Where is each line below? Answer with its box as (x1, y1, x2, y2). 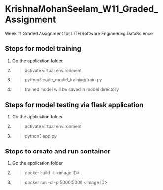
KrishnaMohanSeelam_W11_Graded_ (5, 3, 158, 15)
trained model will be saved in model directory (24, 86, 119, 92)
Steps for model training (5, 44, 81, 53)
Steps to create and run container (5, 147, 111, 155)
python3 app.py (24, 133, 57, 139)
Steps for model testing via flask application (5, 101, 144, 109)
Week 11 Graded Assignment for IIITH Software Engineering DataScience (5, 30, 153, 36)
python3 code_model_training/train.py (24, 76, 102, 82)
